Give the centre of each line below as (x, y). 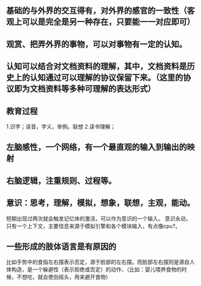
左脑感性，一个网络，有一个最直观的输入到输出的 (97, 147)
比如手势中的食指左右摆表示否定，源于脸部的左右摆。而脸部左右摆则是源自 (98, 262)
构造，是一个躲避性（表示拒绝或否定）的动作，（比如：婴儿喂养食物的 (96, 270)
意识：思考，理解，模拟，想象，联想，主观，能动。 (100, 203)
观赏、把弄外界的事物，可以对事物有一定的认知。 (97, 44)
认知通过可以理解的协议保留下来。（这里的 (106, 77)
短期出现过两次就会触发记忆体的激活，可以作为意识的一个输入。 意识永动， (99, 218)
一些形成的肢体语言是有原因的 (61, 246)
